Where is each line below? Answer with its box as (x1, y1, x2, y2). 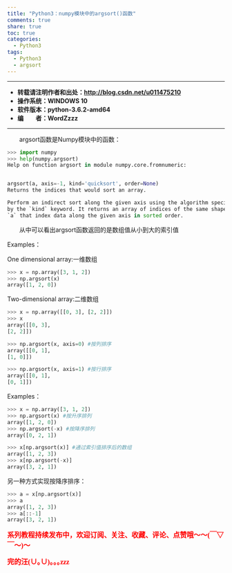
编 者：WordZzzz (17, 113, 78, 122)
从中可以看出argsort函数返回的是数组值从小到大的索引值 (19, 226, 180, 234)
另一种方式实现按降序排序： (7, 477, 86, 485)
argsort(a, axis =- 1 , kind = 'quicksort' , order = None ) (7, 181, 159, 188)
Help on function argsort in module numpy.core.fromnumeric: (7, 162, 187, 169)
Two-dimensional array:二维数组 (7, 295, 99, 303)
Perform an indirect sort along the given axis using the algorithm (7, 199, 209, 206)
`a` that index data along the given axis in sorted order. (7, 212, 184, 219)
